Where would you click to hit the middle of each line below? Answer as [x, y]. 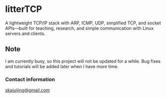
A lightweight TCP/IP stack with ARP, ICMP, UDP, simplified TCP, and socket [83, 23]
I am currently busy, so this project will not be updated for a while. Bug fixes [83, 61]
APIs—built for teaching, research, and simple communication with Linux [80, 28]
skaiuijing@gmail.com [28, 90]
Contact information [30, 79]
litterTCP [24, 9]
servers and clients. [25, 33]
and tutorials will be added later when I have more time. [62, 66]
